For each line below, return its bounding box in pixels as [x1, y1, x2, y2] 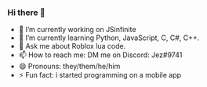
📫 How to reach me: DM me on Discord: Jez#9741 [18, 50, 183, 60]
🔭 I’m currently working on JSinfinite [18, 25, 136, 34]
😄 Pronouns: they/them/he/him [18, 62, 121, 71]
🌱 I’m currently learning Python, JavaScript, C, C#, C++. [18, 33, 200, 42]
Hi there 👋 [7, 7, 46, 18]
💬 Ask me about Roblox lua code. [18, 42, 126, 51]
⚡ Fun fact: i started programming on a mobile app [18, 71, 182, 80]
